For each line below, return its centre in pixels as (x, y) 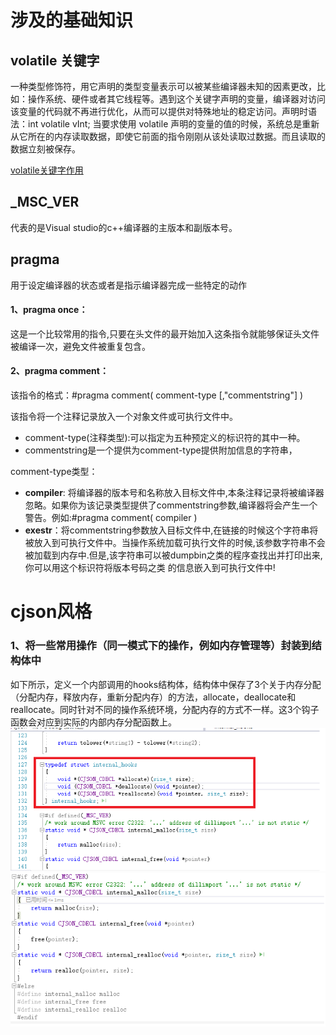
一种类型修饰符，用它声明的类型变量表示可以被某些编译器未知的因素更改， (163, 86)
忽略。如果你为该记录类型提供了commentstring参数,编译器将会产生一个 (171, 505)
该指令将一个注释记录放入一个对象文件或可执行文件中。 (124, 417)
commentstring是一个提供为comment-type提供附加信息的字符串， (161, 450)
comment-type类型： (54, 472)
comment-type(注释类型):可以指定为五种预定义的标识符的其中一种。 (165, 438)
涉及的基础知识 (72, 20)
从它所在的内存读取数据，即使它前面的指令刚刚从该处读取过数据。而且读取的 (168, 136)
